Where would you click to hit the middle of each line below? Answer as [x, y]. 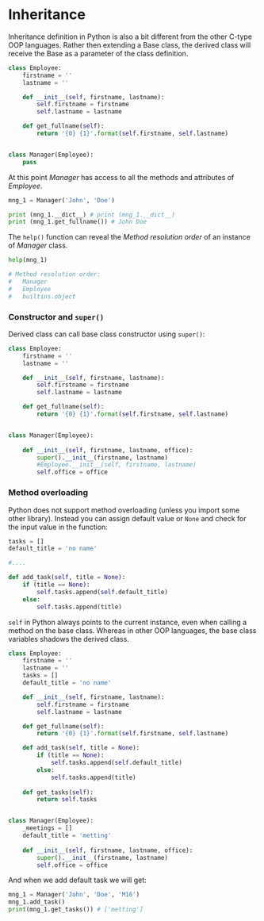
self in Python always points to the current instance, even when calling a [128, 622]
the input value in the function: [58, 527]
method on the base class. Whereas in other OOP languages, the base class [132, 630]
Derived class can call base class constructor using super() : [107, 334]
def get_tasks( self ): [58, 792]
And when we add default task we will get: [77, 880]
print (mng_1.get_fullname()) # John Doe [78, 222]
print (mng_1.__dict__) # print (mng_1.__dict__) [92, 215]
